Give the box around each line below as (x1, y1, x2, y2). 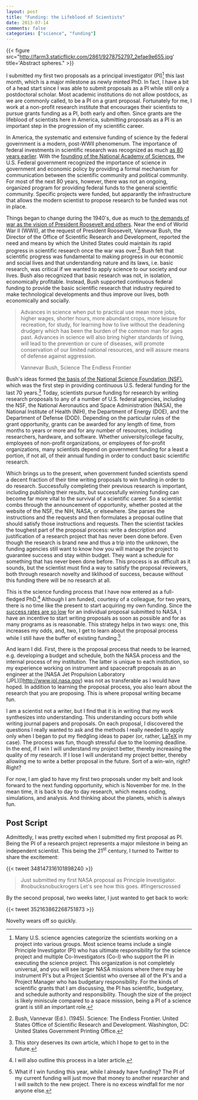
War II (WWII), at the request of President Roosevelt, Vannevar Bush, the (6, 227, 181, 234)
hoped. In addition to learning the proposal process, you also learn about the (6, 683, 192, 690)
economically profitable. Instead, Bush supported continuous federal (6, 278, 173, 285)
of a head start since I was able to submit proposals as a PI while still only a (6, 84, 189, 92)
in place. (6, 202, 27, 210)
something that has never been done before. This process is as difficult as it (6, 558, 191, 565)
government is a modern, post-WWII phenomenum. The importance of (6, 140, 177, 147)
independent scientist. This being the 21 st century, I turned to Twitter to (6, 846, 179, 854)
